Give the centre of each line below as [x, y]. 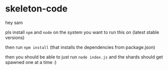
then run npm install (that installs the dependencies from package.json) [80, 47]
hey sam [14, 22]
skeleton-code [36, 9]
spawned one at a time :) [31, 62]
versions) [15, 37]
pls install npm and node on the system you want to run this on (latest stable [82, 32]
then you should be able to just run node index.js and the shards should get [84, 57]
